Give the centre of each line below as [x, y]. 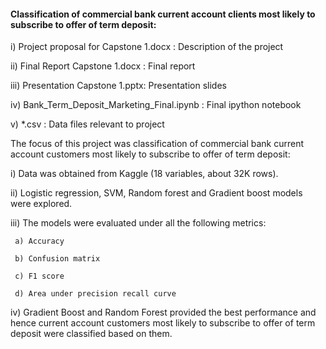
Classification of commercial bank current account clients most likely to [163, 14]
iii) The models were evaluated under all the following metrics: [138, 223]
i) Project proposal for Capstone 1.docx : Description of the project [147, 47]
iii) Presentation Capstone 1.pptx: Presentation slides [118, 86]
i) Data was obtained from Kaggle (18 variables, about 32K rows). [144, 174]
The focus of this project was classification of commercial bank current [157, 144]
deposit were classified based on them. [91, 334]
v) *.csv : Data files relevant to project [87, 124]
